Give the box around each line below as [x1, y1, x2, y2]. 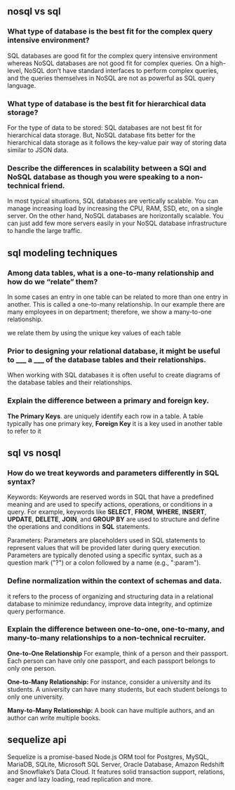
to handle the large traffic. [7, 227, 83, 235]
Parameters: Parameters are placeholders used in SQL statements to [7, 536, 206, 544]
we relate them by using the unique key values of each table [7, 328, 181, 337]
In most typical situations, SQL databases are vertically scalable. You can [7, 196, 219, 206]
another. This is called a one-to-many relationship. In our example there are [7, 300, 225, 308]
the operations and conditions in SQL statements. [7, 523, 150, 531]
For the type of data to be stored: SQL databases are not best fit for [7, 123, 202, 132]
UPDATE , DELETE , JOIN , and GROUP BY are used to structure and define [7, 515, 220, 523]
